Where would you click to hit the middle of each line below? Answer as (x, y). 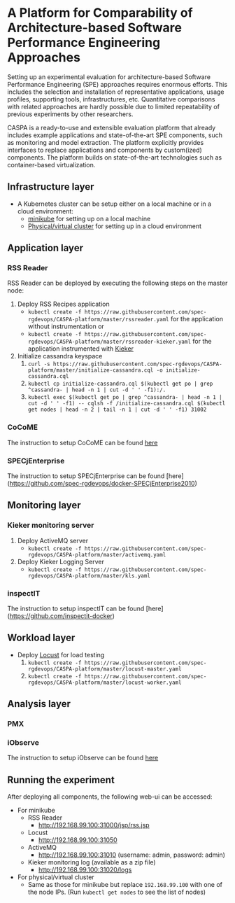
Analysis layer (39, 704)
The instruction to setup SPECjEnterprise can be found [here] (95, 476)
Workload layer (41, 638)
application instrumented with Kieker (81, 349)
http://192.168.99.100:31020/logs (85, 870)
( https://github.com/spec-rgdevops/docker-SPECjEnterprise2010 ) (102, 484)
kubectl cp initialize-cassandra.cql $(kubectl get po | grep (120, 384)
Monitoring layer (44, 505)
